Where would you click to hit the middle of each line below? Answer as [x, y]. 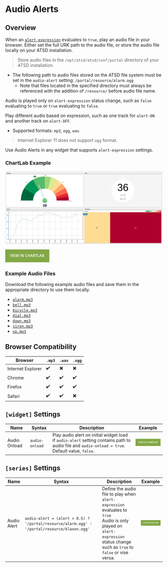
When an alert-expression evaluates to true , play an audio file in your [77, 39]
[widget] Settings [33, 414]
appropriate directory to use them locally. [48, 289]
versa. [108, 558]
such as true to [117, 547]
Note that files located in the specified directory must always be [86, 85]
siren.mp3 [23, 326]
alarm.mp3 [23, 299]
